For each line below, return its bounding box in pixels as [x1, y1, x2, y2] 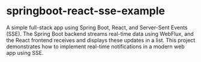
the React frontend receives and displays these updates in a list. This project [6, 36, 196, 44]
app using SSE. [6, 49, 44, 56]
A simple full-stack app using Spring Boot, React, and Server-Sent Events [6, 24, 188, 31]
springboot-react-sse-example [6, 4, 165, 18]
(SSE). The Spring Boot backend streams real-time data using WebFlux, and [6, 30, 194, 37]
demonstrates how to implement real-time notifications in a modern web [6, 43, 185, 50]
